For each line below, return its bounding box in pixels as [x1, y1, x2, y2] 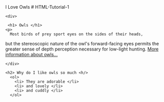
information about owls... [5, 52, 58, 57]
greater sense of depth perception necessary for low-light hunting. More [5, 46, 159, 52]
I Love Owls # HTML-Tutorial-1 [5, 4, 69, 10]
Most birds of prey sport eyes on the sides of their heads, [10, 32, 143, 37]
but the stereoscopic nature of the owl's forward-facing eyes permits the [5, 41, 159, 46]
